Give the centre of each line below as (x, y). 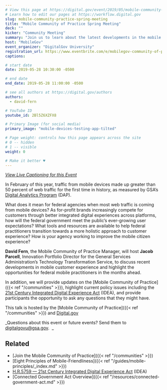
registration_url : (24, 51)
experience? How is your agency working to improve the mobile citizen (78, 237)
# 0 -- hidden (20, 142)
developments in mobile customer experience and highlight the (70, 267)
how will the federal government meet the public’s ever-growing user (76, 221)
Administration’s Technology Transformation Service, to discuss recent (78, 262)
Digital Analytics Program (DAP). (38, 195)
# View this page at (27, 10)
